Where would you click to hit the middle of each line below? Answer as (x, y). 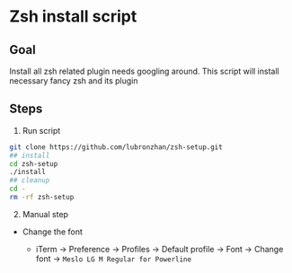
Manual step (45, 214)
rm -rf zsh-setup (42, 198)
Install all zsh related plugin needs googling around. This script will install (145, 71)
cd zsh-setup (34, 163)
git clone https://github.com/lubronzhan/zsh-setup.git (116, 147)
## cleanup (30, 181)
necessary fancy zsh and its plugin (74, 81)
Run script (41, 130)
